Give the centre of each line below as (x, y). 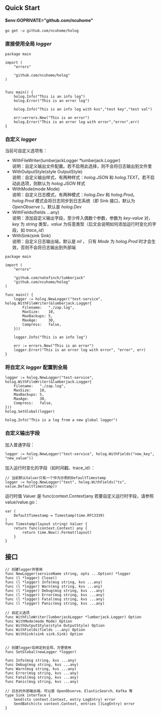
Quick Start (22, 8)
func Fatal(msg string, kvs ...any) (42, 677)
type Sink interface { (28, 695)
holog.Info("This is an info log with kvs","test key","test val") (83, 109)
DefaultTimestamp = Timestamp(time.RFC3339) (59, 515)
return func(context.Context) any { (51, 528)
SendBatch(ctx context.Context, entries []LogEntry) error (74, 704)
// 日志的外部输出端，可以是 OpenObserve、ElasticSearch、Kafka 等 (69, 691)
